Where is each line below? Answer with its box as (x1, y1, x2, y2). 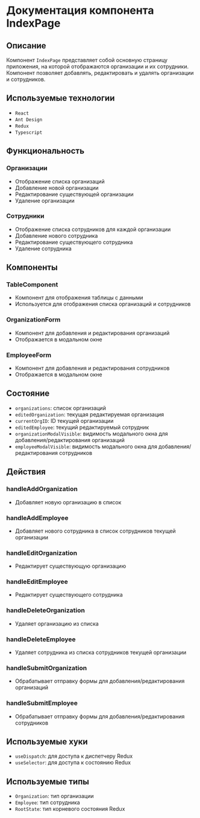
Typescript (14, 129, 43, 136)
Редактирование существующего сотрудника (14, 238, 133, 246)
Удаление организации (14, 197, 75, 204)
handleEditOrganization (6, 548, 77, 557)
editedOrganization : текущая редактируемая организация (14, 411, 164, 418)
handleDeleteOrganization (6, 606, 86, 615)
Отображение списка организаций (14, 177, 105, 185)
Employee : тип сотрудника (14, 799, 80, 806)
